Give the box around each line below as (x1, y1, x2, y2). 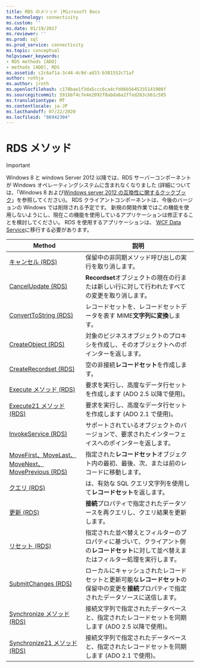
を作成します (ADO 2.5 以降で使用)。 (85, 390, 189, 398)
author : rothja (6, 75, 44, 81)
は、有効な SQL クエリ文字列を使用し (85, 480, 190, 488)
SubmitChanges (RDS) (9, 580, 73, 588)
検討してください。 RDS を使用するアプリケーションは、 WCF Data (16, 219, 182, 226)
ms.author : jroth (6, 81, 49, 87)
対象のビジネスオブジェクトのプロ (85, 332, 182, 340)
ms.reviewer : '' (6, 31, 46, 37)
